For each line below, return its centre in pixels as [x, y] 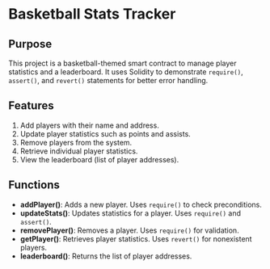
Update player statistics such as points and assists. [105, 133]
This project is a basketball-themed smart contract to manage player [122, 63]
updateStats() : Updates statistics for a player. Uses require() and [130, 213]
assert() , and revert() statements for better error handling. [108, 80]
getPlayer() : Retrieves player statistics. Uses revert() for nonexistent [136, 238]
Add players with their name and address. [89, 125]
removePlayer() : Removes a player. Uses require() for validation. [130, 230]
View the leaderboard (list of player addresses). [99, 159]
